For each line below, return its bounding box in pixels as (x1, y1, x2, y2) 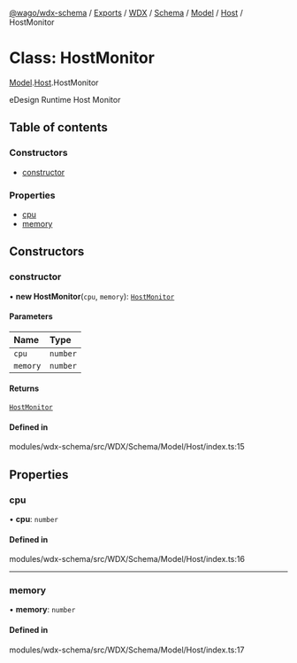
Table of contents (9, 120, 108, 136)
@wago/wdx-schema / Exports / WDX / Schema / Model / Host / (9, 8, 243, 18)
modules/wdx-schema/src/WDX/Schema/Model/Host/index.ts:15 (9, 441, 245, 452)
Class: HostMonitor (9, 48, 155, 68)
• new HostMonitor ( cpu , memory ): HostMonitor (9, 291, 175, 301)
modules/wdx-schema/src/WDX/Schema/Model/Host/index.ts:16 (9, 554, 246, 565)
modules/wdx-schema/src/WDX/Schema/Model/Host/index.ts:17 (9, 644, 245, 655)
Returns (9, 383, 40, 394)
